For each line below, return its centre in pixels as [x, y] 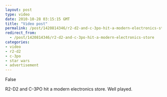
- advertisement [22, 65]
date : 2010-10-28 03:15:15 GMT [38, 19]
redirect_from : [21, 33]
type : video [17, 14]
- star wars [17, 61]
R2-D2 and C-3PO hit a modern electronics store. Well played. [69, 89]
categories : [17, 42]
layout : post [19, 10]
